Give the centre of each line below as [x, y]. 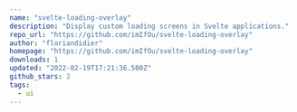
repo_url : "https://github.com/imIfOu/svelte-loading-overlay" [131, 34]
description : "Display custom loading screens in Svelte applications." [149, 26]
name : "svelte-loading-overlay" [70, 18]
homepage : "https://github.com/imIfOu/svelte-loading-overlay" [131, 51]
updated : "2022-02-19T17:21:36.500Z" [81, 69]
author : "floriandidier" [56, 43]
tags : [19, 85]
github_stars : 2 [40, 77]
